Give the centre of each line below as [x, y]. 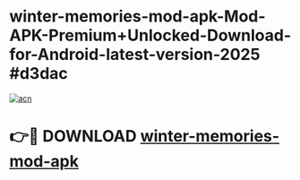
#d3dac [39, 74]
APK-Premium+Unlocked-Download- [150, 35]
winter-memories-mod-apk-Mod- [137, 17]
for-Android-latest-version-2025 [135, 55]
